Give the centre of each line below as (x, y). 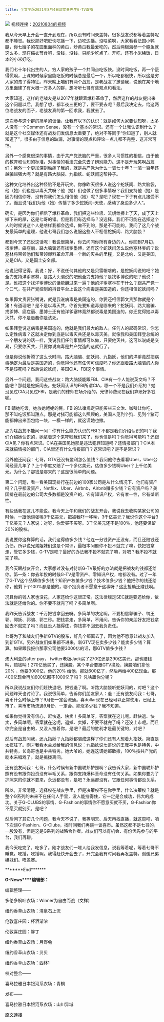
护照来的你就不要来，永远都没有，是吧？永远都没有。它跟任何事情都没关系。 (82, 779)
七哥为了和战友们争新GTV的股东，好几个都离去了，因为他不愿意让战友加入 (80, 636)
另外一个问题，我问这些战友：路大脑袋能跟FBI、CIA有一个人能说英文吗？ (78, 379)
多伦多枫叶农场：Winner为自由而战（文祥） (49, 900)
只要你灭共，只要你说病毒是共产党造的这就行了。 (63, 346)
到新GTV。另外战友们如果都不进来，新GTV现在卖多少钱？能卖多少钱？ (76, 642)
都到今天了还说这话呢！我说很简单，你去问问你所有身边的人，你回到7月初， (81, 242)
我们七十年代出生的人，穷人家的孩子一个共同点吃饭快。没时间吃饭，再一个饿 (82, 69)
